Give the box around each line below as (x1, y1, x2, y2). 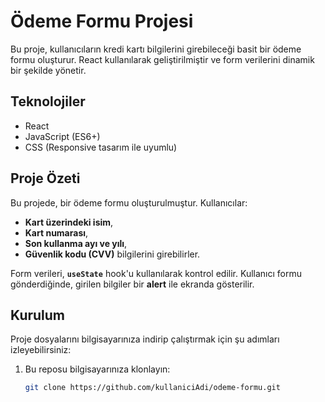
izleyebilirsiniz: (10, 344, 72, 356)
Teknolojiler (10, 93, 86, 110)
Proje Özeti (10, 170, 81, 187)
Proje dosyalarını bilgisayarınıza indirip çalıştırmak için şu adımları (10, 333, 280, 345)
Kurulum (10, 306, 66, 324)
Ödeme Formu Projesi (10, 10, 194, 33)
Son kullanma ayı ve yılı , (24, 237, 128, 249)
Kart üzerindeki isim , (24, 216, 114, 228)
